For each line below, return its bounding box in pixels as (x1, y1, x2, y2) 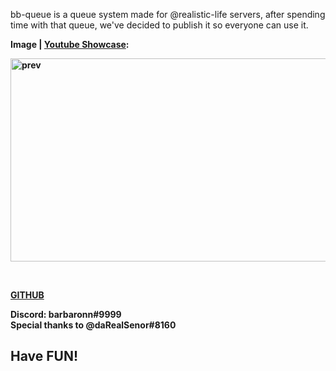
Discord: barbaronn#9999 (10, 309, 122, 320)
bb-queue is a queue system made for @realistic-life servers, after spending (10, 9, 326, 20)
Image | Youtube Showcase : (10, 39, 130, 50)
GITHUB (10, 289, 45, 301)
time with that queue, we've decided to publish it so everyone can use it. (10, 19, 309, 31)
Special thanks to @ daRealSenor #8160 (10, 319, 177, 331)
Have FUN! (10, 348, 79, 365)
